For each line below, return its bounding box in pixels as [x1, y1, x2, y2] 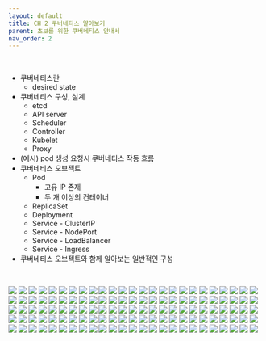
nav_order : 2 [8, 34, 52, 43]
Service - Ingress [31, 244, 90, 255]
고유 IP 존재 [44, 183, 81, 192]
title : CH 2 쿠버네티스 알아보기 [8, 19, 106, 27]
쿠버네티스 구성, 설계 [19, 92, 85, 102]
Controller [31, 127, 66, 137]
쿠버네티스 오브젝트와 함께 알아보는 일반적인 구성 [19, 254, 173, 263]
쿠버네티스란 [19, 74, 60, 83]
